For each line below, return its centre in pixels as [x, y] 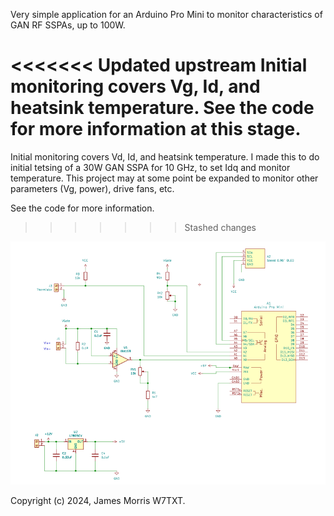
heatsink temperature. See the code [162, 108]
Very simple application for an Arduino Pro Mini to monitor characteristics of [166, 14]
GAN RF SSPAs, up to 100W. [68, 25]
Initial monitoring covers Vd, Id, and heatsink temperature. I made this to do [165, 156]
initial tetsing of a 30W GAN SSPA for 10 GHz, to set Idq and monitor [150, 167]
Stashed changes [220, 227]
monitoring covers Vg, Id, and [135, 86]
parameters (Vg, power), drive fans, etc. [92, 188]
